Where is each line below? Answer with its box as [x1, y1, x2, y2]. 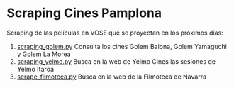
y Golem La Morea [16, 50, 72, 58]
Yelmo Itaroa [16, 65, 55, 73]
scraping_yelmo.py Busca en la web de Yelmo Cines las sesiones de [16, 57, 216, 65]
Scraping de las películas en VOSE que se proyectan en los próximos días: [6, 28, 224, 37]
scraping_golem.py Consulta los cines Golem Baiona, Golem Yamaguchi [16, 42, 228, 50]
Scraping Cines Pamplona [6, 5, 162, 21]
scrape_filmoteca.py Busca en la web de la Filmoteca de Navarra [16, 72, 207, 81]
